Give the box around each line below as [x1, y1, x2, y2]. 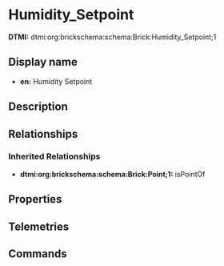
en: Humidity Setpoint [19, 76, 93, 86]
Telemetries [8, 220, 70, 233]
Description [8, 100, 68, 114]
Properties [8, 192, 62, 206]
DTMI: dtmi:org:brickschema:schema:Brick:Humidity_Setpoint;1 [8, 32, 217, 42]
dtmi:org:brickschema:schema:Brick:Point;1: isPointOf [19, 169, 206, 179]
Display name [8, 55, 78, 69]
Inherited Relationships [8, 151, 101, 162]
